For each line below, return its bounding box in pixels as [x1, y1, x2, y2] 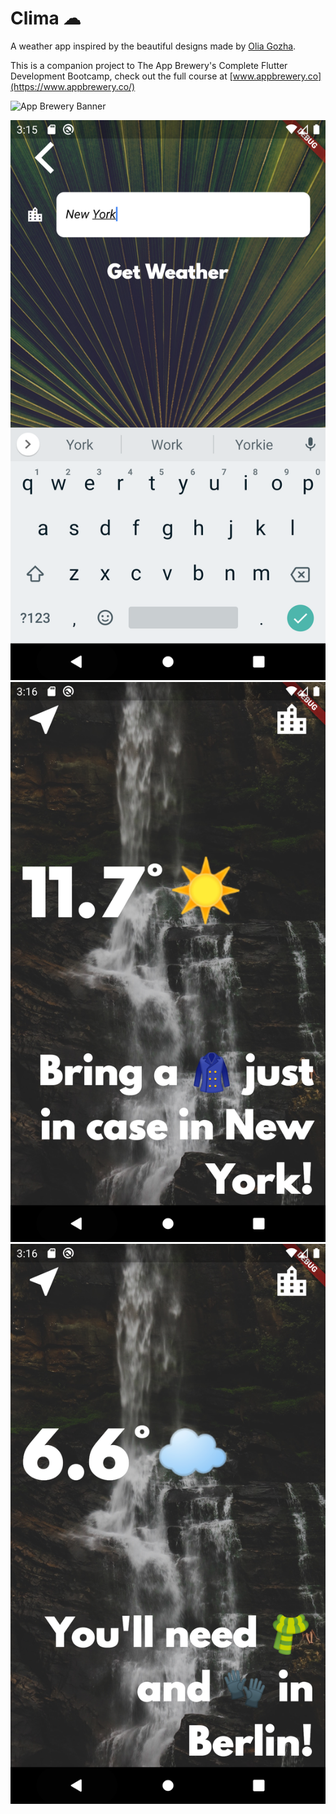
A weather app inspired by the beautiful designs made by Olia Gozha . [10, 40, 297, 52]
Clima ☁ [10, 7, 82, 30]
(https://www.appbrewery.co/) [10, 80, 136, 92]
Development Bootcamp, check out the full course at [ [10, 70, 233, 82]
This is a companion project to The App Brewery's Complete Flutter [10, 59, 288, 71]
